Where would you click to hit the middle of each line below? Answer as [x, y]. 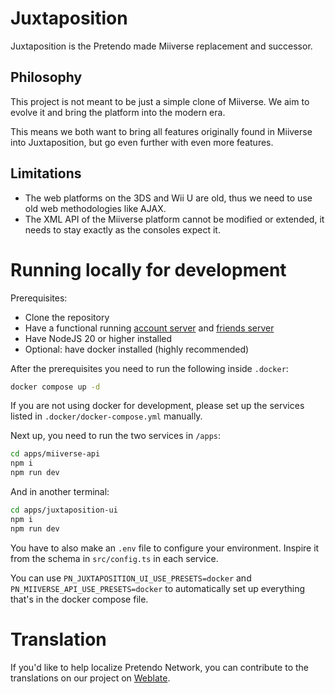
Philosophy [46, 77]
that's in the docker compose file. [79, 599]
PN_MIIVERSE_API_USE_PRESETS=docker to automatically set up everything [158, 588]
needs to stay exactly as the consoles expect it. [122, 229]
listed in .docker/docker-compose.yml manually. [106, 416]
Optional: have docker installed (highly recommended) [137, 349]
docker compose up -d [55, 387]
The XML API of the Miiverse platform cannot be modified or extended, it [174, 219]
